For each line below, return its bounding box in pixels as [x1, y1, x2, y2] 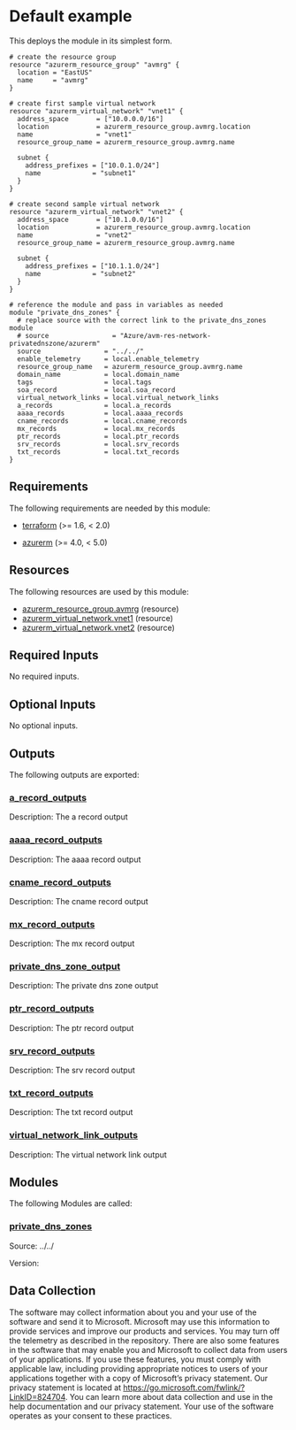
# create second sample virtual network [9, 199, 161, 209]
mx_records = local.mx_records [17, 424, 176, 433]
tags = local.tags [17, 378, 152, 387]
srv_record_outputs [9, 1044, 95, 1057]
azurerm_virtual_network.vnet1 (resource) [21, 612, 174, 623]
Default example [9, 6, 133, 27]
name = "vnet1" [17, 130, 133, 139]
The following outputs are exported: [9, 770, 140, 780]
